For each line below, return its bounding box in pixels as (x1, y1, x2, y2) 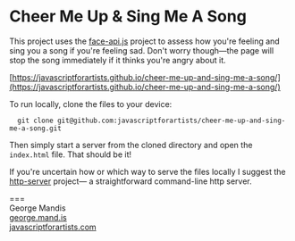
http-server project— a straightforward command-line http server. (9, 176, 252, 187)
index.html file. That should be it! (9, 149, 132, 160)
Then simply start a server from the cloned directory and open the (9, 139, 253, 150)
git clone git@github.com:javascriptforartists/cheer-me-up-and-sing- (17, 116, 286, 125)
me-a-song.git (9, 123, 63, 133)
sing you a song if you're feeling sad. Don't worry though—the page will (9, 45, 274, 55)
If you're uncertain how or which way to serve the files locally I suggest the (9, 166, 286, 177)
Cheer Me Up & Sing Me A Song (9, 6, 248, 27)
